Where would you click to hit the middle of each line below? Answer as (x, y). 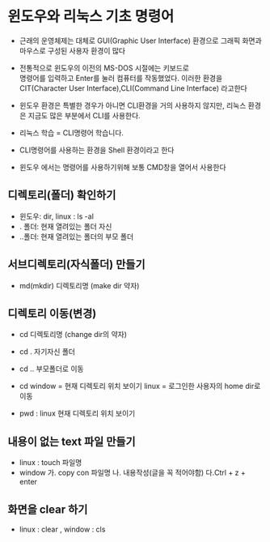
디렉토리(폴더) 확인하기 (62, 195)
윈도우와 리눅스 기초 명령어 (91, 17)
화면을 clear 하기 (48, 509)
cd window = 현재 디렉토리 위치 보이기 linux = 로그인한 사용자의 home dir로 (140, 386)
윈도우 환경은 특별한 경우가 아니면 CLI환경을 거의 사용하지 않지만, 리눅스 (133, 105)
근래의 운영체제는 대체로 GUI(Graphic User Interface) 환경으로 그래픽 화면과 (140, 41)
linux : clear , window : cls (62, 529)
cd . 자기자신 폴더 (47, 352)
